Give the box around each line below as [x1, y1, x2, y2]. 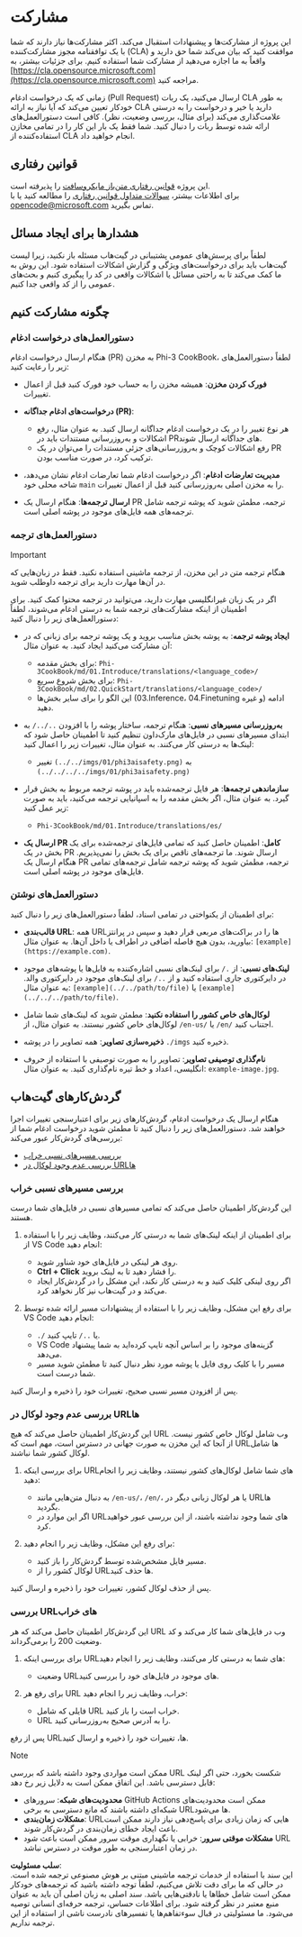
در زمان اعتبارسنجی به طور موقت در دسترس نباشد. [22, 1841, 198, 1853]
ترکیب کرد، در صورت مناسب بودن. [36, 452, 154, 463]
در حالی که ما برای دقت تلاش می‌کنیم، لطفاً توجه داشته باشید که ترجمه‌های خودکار [10, 1878, 284, 1889]
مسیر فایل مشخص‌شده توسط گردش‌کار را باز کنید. [36, 1556, 207, 1567]
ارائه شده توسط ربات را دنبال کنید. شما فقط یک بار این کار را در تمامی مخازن [10, 120, 271, 132]
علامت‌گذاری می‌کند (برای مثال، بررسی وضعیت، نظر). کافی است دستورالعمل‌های [10, 111, 281, 122]
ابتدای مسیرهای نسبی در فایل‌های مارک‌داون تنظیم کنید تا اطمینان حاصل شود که [22, 728, 290, 740]
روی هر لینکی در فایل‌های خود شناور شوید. [36, 1256, 179, 1267]
